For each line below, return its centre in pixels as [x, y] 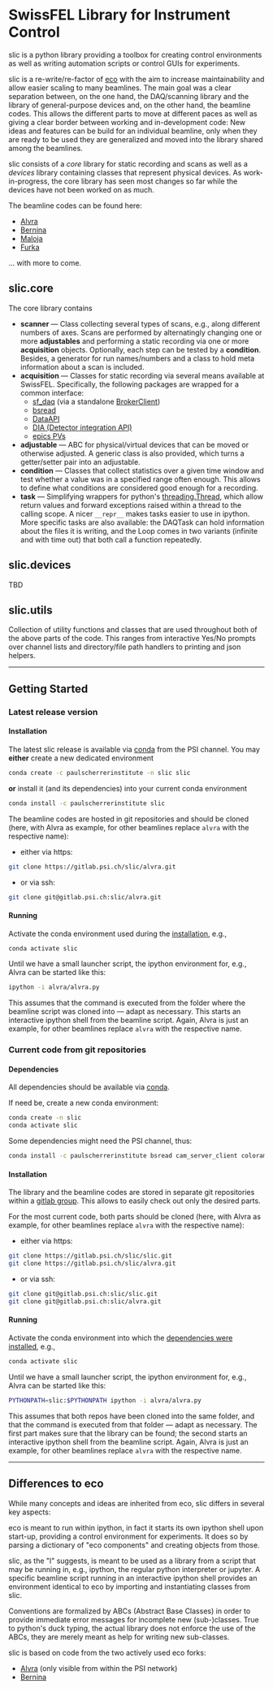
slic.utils [30, 610]
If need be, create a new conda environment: [84, 1103]
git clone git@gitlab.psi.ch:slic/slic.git [83, 1294]
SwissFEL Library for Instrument [119, 15]
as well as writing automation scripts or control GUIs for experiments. [124, 63]
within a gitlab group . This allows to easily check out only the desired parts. [135, 1201]
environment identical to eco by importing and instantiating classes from [129, 1587]
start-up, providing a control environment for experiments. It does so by [128, 1536]
